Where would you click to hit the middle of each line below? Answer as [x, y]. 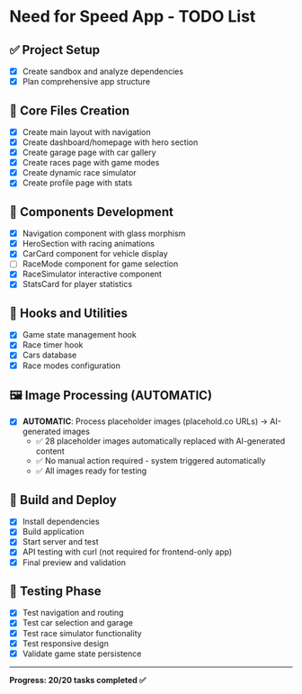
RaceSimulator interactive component [92, 274]
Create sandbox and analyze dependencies [103, 71]
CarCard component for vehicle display [95, 254]
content [50, 451]
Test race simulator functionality [82, 633]
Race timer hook [53, 345]
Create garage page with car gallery [89, 153]
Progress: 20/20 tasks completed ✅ [78, 680]
